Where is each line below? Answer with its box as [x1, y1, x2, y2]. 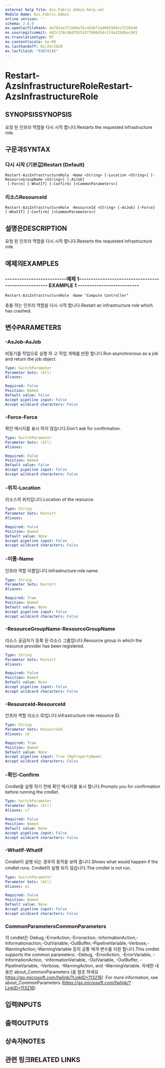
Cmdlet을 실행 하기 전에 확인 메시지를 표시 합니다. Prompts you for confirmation [5, 784, 161, 790]
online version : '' [5, 16, 45, 21]
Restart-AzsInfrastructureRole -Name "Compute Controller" [5, 293, 129, 298]
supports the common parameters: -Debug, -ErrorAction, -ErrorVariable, [5, 951, 152, 958]
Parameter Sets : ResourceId [5, 727, 63, 732]
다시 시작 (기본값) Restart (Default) [5, 161, 85, 168]
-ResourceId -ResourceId [5, 701, 66, 708]
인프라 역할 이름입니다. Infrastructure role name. [5, 567, 99, 573]
